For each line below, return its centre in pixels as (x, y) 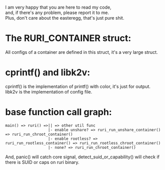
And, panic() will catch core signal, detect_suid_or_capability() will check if (82, 157)
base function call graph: (59, 112)
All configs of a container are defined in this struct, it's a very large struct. (81, 52)
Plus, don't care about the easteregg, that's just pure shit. (65, 18)
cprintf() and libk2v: (48, 73)
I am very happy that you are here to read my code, (58, 7)
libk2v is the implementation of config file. (49, 92)
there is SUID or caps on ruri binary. (42, 162)
